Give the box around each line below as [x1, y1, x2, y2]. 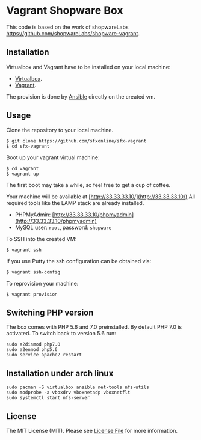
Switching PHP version [6, 307, 94, 317]
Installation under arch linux [6, 368, 114, 379]
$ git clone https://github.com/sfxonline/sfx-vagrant [6, 138, 147, 144]
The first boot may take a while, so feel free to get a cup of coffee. [6, 181, 171, 188]
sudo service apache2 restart [6, 352, 82, 358]
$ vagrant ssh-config [6, 269, 61, 275]
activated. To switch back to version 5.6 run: [6, 330, 116, 337]
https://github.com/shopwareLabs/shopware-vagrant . [6, 29, 140, 37]
